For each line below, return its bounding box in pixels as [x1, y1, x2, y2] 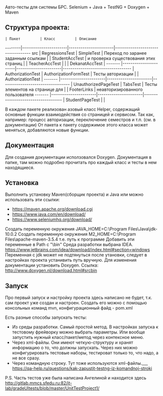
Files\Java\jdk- [128, 226, 158, 232]
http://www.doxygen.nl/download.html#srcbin [5, 268, 97, 273]
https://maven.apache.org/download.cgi [12, 206, 93, 212]
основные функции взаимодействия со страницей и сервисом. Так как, [5, 111, 155, 117]
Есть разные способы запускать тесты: [5, 314, 87, 320]
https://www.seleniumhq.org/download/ [12, 217, 92, 223]
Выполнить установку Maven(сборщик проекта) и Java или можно [5, 191, 144, 197]
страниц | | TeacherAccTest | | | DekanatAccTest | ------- [5, 61, 120, 66]
